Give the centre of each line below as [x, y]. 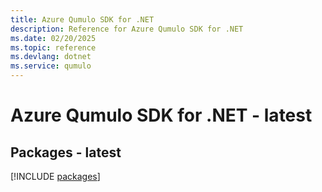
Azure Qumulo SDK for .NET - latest [161, 115]
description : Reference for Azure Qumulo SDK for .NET [127, 29]
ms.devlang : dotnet [51, 57]
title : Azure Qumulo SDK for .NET [82, 19]
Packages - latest [66, 152]
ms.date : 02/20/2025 [53, 38]
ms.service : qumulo [51, 66]
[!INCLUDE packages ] [55, 176]
